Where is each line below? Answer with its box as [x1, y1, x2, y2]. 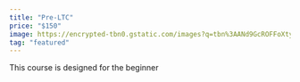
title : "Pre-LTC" [9, 12, 74, 22]
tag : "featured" [9, 37, 70, 47]
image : [9, 29, 34, 38]
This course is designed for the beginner [9, 62, 159, 73]
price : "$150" [9, 21, 62, 30]
